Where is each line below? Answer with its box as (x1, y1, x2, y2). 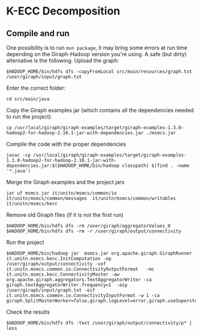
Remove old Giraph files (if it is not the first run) (6, 211, 124, 218)
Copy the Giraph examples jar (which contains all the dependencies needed (6, 107, 194, 114)
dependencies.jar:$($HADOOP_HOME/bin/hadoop (6, 163, 120, 169)
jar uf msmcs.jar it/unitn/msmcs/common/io (6, 190, 117, 196)
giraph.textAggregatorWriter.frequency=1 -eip (6, 282, 128, 288)
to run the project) (6, 113, 51, 120)
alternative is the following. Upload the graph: (6, 57, 119, 64)
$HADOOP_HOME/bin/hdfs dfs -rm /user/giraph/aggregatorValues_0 (6, 223, 171, 229)
